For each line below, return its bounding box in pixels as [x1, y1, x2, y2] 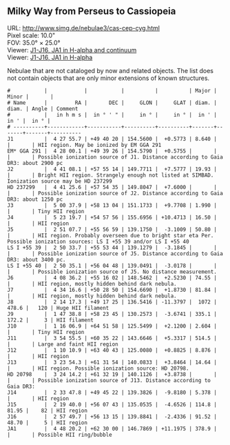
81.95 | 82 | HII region [7, 407, 88, 414]
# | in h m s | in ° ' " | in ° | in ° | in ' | [7, 111, 217, 118]
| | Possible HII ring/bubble [7, 431, 112, 438]
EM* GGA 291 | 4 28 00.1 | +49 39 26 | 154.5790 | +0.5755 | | [7, 148, 217, 155]
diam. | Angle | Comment [7, 105, 79, 112]
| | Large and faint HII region [7, 341, 118, 348]
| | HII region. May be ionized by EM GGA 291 [7, 141, 162, 148]
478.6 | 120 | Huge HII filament [7, 304, 109, 311]
